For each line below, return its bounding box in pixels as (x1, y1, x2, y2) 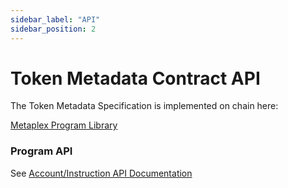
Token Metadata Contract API (10, 67, 261, 90)
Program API (10, 144, 73, 158)
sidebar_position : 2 (10, 24, 97, 34)
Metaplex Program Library (10, 119, 118, 131)
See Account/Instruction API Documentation (10, 167, 193, 179)
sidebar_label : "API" (10, 14, 101, 25)
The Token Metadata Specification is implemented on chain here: (10, 100, 279, 112)
